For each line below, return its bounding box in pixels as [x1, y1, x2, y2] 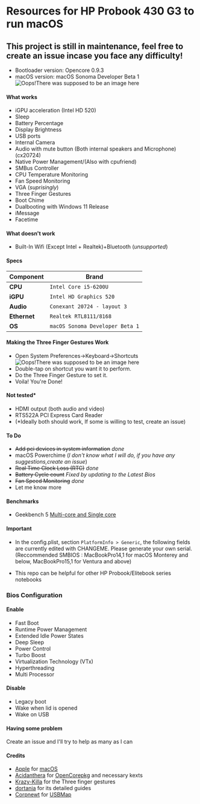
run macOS [6, 17, 64, 31]
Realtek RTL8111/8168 [49, 313, 112, 320]
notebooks [14, 575, 42, 583]
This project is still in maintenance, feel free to [6, 41, 184, 51]
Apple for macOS [14, 765, 58, 773]
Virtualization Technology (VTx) [14, 658, 93, 665]
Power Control [14, 645, 51, 652]
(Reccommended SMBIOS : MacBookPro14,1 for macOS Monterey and [14, 551, 189, 559]
